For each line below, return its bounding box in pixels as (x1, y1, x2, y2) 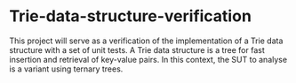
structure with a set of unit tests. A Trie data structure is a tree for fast (9, 44, 265, 55)
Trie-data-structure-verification (9, 6, 252, 26)
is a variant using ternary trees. (9, 64, 124, 74)
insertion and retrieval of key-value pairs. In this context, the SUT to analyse (9, 54, 287, 64)
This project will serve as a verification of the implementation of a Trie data (9, 35, 284, 46)
